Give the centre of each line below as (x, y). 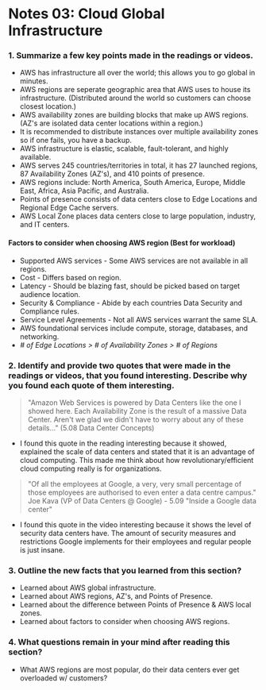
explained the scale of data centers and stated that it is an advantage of (137, 451)
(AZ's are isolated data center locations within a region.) (112, 123)
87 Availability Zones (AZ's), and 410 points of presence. (112, 174)
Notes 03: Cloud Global (87, 14)
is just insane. (42, 549)
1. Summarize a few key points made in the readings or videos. (131, 56)
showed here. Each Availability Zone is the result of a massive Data (137, 411)
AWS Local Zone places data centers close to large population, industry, (138, 216)
